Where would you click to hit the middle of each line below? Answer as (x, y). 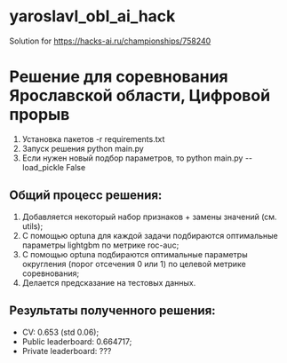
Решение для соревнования (119, 77)
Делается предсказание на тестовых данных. (109, 282)
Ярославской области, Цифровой (140, 96)
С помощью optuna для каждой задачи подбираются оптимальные (150, 235)
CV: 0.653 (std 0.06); (60, 332)
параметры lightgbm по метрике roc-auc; (100, 245)
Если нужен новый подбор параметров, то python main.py (132, 158)
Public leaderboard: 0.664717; (77, 341)
